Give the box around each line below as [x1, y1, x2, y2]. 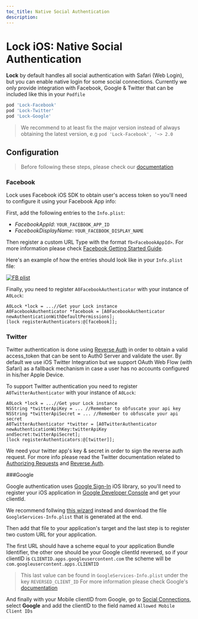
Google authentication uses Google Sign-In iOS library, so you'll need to [6, 483, 181, 490]
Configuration [6, 148, 59, 158]
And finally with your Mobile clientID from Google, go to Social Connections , [6, 596, 191, 603]
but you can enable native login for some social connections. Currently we [6, 78, 187, 85]
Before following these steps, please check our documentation [20, 163, 174, 170]
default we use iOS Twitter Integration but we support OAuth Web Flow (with [6, 359, 192, 366]
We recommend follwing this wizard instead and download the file [6, 507, 167, 514]
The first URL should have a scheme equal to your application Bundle [6, 543, 174, 550]
